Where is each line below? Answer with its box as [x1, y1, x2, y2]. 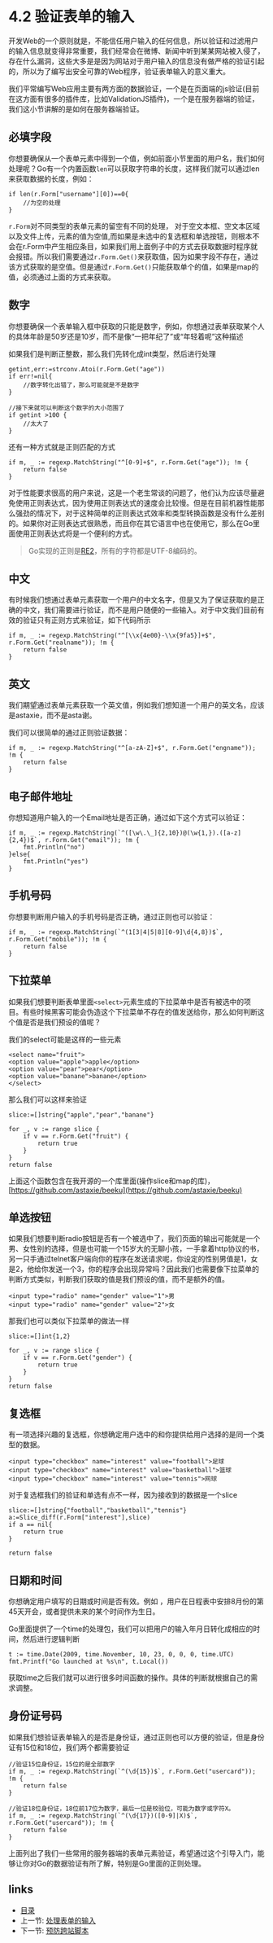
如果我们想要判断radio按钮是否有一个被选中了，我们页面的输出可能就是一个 [8, 1234, 261, 1243]
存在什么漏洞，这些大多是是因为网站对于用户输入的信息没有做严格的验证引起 [8, 56, 265, 66]
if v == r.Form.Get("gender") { [23, 1353, 132, 1362]
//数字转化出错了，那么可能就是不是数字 [23, 380, 140, 389]
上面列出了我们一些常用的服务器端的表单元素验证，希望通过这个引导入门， [8, 1848, 258, 1857]
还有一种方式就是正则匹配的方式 [8, 441, 115, 452]
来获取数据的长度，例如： [8, 173, 94, 183]
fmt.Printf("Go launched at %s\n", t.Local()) [8, 1658, 169, 1666]
